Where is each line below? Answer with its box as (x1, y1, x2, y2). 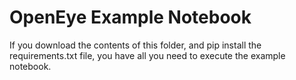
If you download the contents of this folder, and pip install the (9, 39, 262, 51)
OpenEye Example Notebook (9, 6, 252, 29)
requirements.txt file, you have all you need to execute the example (9, 49, 286, 61)
